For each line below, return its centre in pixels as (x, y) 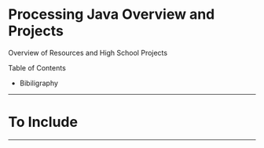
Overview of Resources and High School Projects (88, 52)
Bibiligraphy (39, 83)
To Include (43, 122)
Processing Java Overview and (112, 14)
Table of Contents (37, 67)
